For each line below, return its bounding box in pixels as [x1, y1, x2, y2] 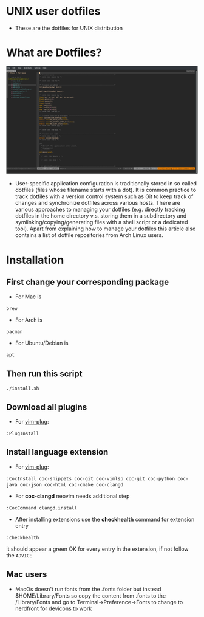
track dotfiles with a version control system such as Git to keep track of [15, 193, 194, 200]
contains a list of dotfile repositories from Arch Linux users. [15, 232, 163, 239]
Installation [6, 253, 64, 267]
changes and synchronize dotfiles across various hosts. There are [15, 199, 181, 207]
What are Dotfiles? [6, 46, 102, 60]
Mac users [6, 570, 47, 580]
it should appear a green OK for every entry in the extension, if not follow [6, 545, 189, 553]
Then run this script [6, 368, 83, 379]
